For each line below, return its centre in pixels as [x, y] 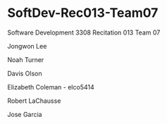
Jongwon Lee [27, 46]
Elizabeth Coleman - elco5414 [51, 87]
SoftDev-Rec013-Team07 [83, 13]
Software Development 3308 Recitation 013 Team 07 [84, 32]
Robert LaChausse [34, 101]
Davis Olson [25, 73]
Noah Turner [26, 60]
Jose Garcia [25, 114]
